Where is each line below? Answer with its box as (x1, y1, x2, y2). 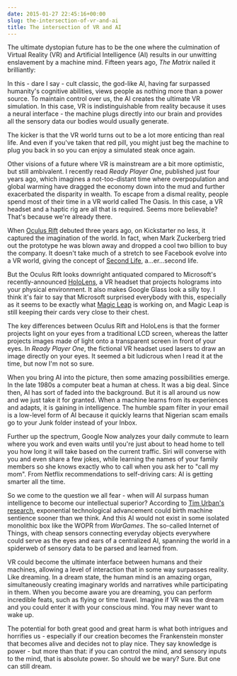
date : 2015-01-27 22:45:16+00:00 (7, 10, 106, 18)
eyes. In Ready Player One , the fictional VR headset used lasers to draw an (7, 344, 226, 353)
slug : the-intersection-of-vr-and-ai (7, 17, 119, 24)
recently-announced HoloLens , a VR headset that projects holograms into (7, 278, 222, 286)
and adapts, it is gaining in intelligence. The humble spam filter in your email (7, 403, 229, 412)
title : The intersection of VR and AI (7, 23, 122, 31)
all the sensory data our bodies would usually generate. (7, 117, 169, 126)
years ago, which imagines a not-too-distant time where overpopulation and (7, 175, 229, 183)
